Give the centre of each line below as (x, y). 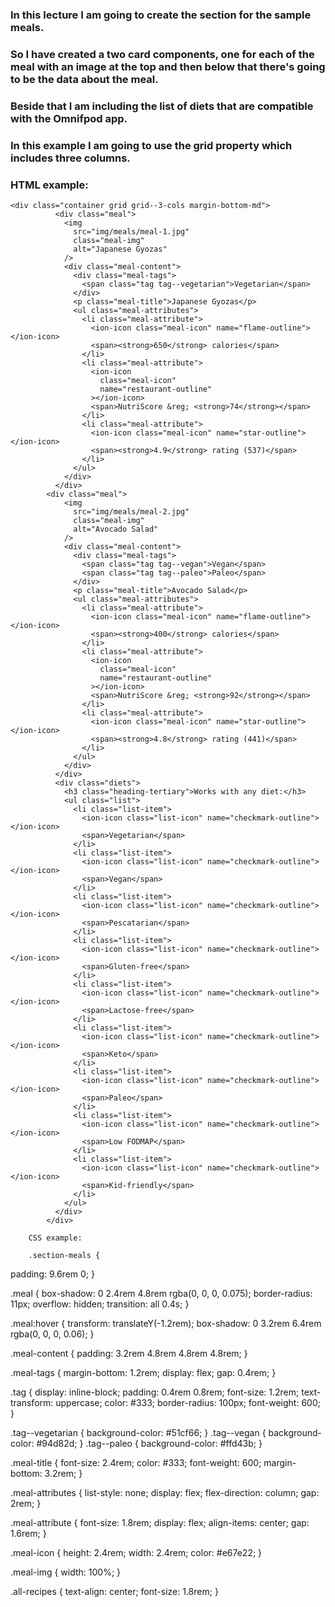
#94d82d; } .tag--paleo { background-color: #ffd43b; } (149, 1443)
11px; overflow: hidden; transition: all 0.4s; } (100, 1304)
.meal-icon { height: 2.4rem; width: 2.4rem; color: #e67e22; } (136, 1552)
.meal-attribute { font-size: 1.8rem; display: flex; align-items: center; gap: (160, 1522)
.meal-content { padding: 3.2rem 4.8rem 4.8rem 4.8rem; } (129, 1353)
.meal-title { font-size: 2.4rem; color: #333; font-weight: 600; (136, 1462)
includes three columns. (70, 158)
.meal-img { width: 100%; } (66, 1572)
